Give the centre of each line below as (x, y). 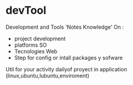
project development (40, 38)
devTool (26, 10)
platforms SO (31, 45)
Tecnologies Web (36, 51)
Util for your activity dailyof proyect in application (66, 69)
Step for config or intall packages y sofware (69, 57)
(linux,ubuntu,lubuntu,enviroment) (48, 75)
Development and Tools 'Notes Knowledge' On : (65, 27)
